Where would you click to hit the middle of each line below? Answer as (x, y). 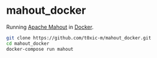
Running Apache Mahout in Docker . (50, 27)
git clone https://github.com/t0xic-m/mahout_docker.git (79, 38)
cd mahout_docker (28, 43)
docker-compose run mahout (40, 49)
